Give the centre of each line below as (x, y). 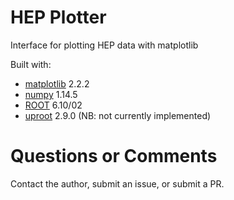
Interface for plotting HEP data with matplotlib (104, 45)
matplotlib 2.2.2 (57, 83)
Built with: (31, 64)
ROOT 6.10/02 (53, 105)
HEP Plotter (58, 17)
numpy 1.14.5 (51, 94)
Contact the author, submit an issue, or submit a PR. (117, 183)
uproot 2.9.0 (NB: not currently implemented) (118, 115)
